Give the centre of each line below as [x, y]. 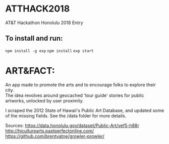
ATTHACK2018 [38, 9]
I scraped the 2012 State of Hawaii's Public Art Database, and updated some [85, 110]
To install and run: [34, 38]
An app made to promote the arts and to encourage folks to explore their [81, 85]
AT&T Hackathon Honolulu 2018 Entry [44, 23]
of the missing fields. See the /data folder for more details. [66, 115]
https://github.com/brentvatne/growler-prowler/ [55, 136]
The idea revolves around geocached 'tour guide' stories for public [75, 95]
